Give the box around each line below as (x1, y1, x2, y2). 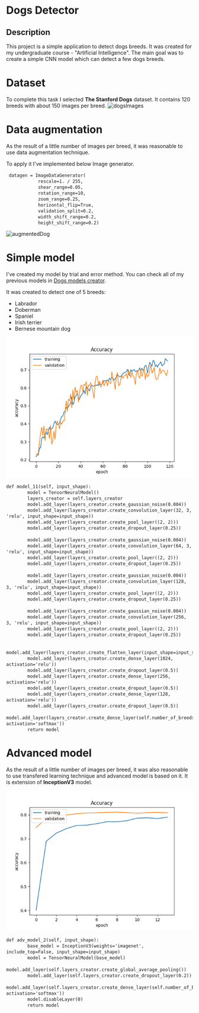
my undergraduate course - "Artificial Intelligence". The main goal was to (6, 49, 184, 56)
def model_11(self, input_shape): (6, 484, 92, 490)
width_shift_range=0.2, (37, 214, 97, 220)
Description (6, 27, 50, 37)
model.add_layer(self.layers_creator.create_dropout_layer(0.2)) (27, 973, 192, 979)
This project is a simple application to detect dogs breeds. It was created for (6, 43, 192, 50)
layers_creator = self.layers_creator (27, 496, 123, 501)
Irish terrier (14, 318, 43, 326)
